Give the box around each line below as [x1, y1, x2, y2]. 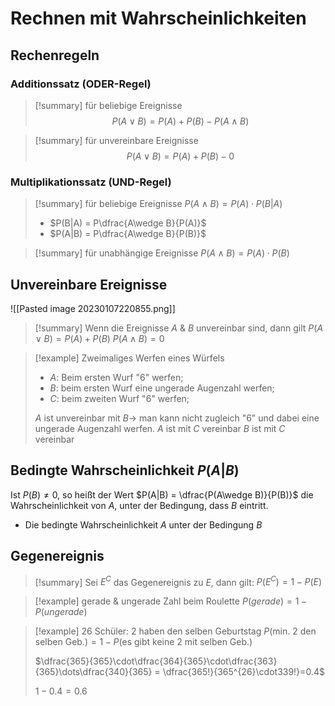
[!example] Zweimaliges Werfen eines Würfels [34, 352, 225, 364]
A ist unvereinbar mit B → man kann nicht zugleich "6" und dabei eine [34, 412, 320, 424]
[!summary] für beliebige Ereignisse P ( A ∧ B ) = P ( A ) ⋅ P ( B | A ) [34, 198, 283, 210]
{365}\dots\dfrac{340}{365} [34, 666, 153, 678]
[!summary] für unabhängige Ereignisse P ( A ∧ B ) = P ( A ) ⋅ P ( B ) [34, 247, 290, 259]
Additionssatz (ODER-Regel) [10, 77, 152, 91]
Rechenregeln [10, 47, 100, 64]
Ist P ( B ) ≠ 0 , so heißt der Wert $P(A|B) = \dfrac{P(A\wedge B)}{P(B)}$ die [10, 488, 314, 501]
